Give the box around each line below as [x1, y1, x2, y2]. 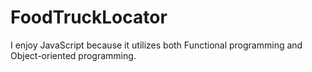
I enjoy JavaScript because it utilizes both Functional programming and [10, 39, 303, 51]
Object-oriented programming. [10, 49, 137, 61]
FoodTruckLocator [10, 6, 168, 29]
